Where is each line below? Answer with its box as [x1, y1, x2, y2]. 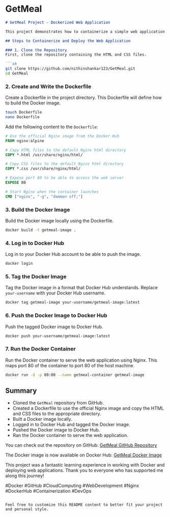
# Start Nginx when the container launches [5, 189, 99, 194]
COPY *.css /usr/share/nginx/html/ [5, 166, 81, 171]
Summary [5, 386, 37, 395]
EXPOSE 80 [5, 180, 26, 185]
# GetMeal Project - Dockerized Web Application [5, 20, 110, 25]
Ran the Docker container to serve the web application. [12, 432, 129, 439]
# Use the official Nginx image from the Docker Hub [5, 133, 120, 139]
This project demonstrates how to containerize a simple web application [5, 29, 165, 34]
